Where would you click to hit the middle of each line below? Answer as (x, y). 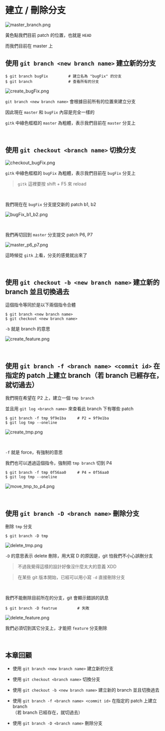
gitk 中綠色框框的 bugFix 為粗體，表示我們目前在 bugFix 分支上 (70, 173)
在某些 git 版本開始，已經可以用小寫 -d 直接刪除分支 (71, 577)
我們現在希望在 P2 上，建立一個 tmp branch (50, 398)
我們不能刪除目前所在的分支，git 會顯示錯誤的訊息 (57, 598)
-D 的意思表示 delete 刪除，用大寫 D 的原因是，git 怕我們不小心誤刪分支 (79, 556)
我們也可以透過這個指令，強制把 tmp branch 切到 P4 (59, 463)
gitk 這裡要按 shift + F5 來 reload (52, 184)
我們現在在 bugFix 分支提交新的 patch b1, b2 (51, 204)
